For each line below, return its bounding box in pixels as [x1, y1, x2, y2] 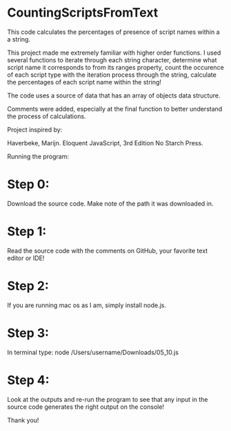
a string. [7, 35, 31, 43]
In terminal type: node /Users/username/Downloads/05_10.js [7, 348, 179, 356]
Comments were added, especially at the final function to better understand [7, 104, 223, 113]
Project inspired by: [7, 125, 63, 134]
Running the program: [7, 152, 69, 161]
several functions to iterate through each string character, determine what [7, 55, 217, 64]
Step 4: [7, 372, 50, 388]
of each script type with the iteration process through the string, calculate [7, 71, 217, 79]
